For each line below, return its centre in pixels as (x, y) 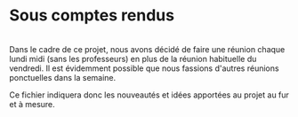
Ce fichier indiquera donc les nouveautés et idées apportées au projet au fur (149, 95)
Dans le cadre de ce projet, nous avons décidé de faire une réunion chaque (147, 49)
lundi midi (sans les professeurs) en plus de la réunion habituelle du (133, 58)
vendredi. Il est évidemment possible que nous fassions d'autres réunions (144, 68)
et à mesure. (32, 104)
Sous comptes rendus (92, 16)
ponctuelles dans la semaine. (63, 77)
